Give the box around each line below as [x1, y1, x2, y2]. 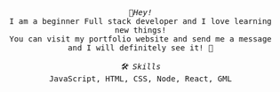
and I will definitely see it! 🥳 [68, 43, 213, 52]
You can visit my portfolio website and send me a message [8, 34, 272, 43]
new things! [114, 26, 167, 34]
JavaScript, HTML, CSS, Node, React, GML [48, 74, 233, 83]
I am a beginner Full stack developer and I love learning [8, 17, 272, 26]
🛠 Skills [119, 62, 162, 72]
